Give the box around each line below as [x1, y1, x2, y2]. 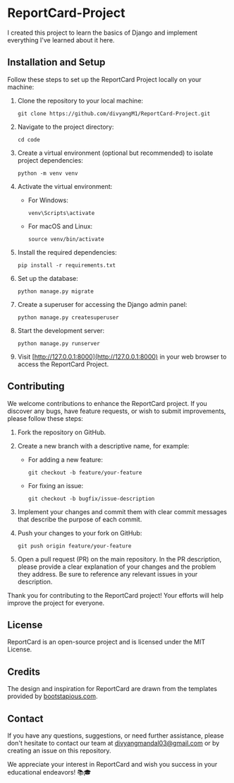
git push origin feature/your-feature [17, 543, 132, 550]
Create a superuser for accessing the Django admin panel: [17, 300, 187, 308]
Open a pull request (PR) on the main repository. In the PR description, [17, 555, 222, 563]
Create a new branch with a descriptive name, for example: [17, 441, 190, 450]
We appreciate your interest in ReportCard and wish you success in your [7, 760, 218, 768]
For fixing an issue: [27, 481, 84, 489]
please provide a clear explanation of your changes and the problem [17, 562, 216, 571]
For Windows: [27, 196, 68, 204]
